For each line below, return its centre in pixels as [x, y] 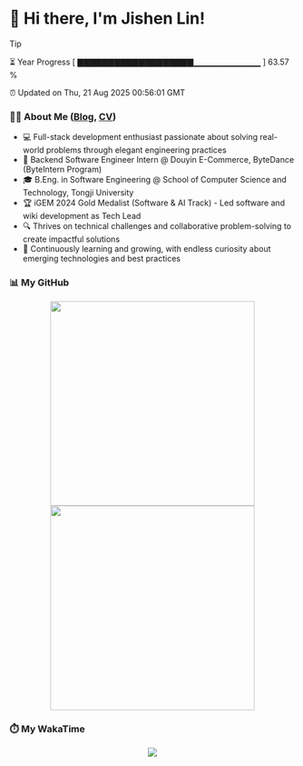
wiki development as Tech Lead [82, 216]
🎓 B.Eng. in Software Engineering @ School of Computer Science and [155, 180]
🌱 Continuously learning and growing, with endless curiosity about [147, 249]
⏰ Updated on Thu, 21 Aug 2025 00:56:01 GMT [98, 92]
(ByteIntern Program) [62, 169]
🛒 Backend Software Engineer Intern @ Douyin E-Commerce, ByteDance [158, 160]
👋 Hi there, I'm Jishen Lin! [108, 19]
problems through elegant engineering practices [136, 150]
